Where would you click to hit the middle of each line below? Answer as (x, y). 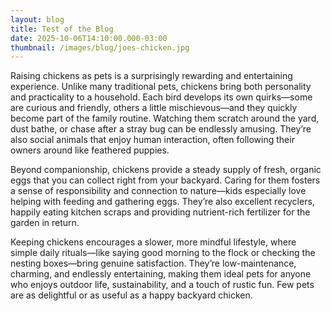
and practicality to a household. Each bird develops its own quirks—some (161, 97)
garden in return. (45, 223)
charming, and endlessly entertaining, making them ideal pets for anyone (161, 274)
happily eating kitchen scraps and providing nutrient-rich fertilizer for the (160, 212)
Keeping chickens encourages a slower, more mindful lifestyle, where (153, 242)
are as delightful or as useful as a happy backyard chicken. (131, 295)
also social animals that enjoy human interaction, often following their (152, 140)
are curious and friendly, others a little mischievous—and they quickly (154, 108)
